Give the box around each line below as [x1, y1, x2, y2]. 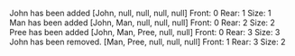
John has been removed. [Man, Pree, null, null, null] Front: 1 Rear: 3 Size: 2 [9, 36, 286, 47]
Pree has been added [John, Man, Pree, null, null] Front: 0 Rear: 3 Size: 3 [9, 27, 281, 37]
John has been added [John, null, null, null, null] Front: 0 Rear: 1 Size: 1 [9, 8, 272, 18]
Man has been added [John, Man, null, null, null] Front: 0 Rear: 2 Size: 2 [9, 17, 275, 28]
